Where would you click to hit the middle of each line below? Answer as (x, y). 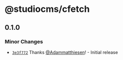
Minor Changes (24, 42)
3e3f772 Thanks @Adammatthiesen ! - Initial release (65, 52)
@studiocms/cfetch (47, 9)
